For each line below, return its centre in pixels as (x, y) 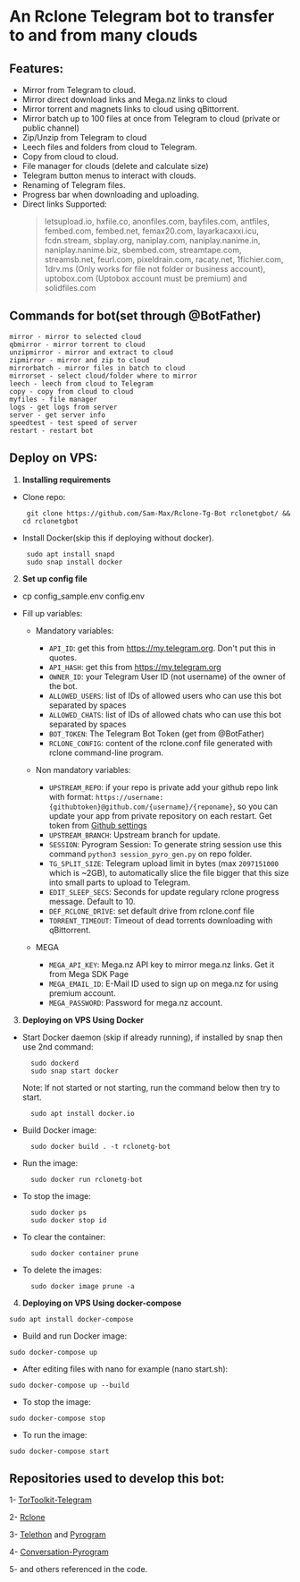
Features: (37, 68)
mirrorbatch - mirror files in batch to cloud (97, 368)
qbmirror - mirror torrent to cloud (77, 344)
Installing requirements (67, 480)
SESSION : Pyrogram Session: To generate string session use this (166, 844)
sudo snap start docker (75, 1071)
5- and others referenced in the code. (79, 1569)
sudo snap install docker (75, 562)
